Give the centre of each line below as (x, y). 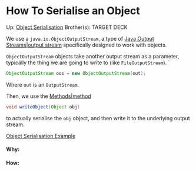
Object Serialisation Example (41, 136)
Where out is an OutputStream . (43, 84)
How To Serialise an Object (73, 11)
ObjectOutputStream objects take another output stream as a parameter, (93, 56)
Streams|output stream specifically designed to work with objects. (87, 45)
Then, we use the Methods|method (49, 96)
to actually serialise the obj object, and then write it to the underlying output (98, 118)
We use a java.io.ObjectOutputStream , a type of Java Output (80, 38)
